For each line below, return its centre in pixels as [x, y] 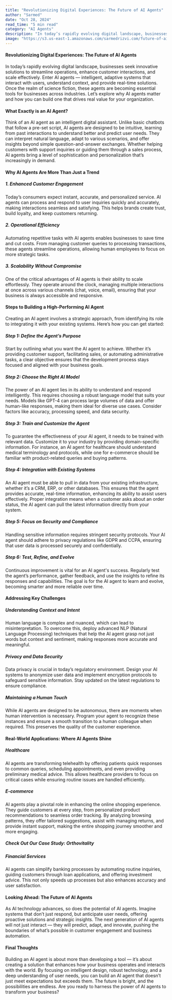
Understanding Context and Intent [43, 610]
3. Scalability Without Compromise [44, 266]
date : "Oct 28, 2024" [28, 19]
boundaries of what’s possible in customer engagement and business [79, 930]
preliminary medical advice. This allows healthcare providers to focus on [82, 774]
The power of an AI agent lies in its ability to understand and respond [78, 389]
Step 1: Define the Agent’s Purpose [43, 336]
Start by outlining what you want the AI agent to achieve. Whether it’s [78, 348]
